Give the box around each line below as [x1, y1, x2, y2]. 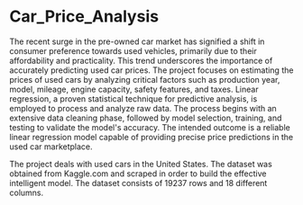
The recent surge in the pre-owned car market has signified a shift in [9, 36, 265, 47]
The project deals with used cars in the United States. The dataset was [9, 158, 272, 169]
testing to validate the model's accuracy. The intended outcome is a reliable [9, 121, 290, 132]
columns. [9, 187, 44, 198]
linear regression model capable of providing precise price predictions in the [9, 131, 294, 142]
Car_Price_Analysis [9, 6, 160, 27]
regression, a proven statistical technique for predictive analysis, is [9, 93, 258, 104]
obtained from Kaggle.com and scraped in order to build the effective [9, 168, 267, 179]
